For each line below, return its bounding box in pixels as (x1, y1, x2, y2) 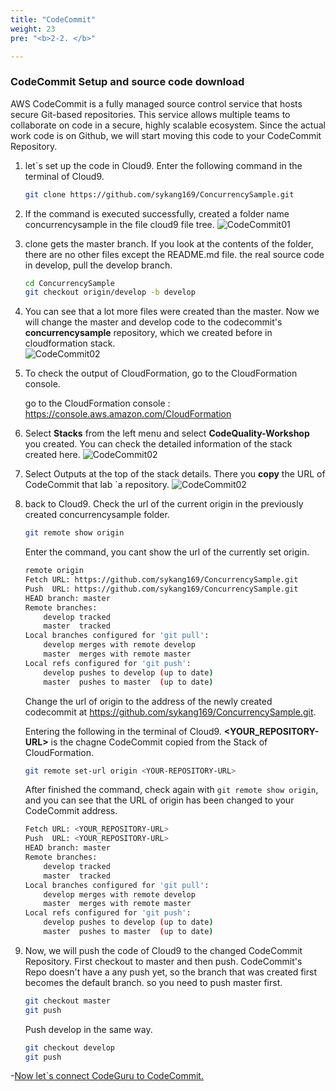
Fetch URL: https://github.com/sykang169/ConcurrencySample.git (24, 575, 299, 585)
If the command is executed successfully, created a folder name (24, 207, 290, 220)
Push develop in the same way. (24, 1023, 153, 1035)
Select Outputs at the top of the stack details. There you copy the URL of (24, 468, 326, 480)
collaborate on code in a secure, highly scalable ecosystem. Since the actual (10, 119, 326, 131)
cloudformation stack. (24, 337, 116, 350)
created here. (24, 449, 81, 461)
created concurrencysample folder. (24, 509, 170, 521)
